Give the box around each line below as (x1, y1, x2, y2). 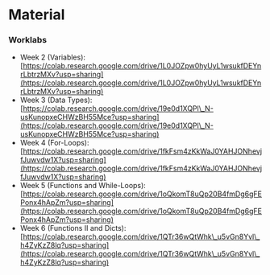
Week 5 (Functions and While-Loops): (19, 181, 147, 191)
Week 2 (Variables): (19, 52, 86, 62)
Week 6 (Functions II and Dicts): (19, 224, 127, 233)
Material (8, 6, 65, 24)
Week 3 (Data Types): (19, 95, 93, 105)
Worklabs (8, 35, 48, 46)
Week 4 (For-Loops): (19, 138, 89, 148)
